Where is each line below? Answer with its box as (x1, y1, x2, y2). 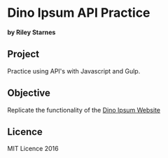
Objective (7, 87, 51, 99)
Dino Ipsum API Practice (7, 5, 150, 21)
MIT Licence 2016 (7, 145, 59, 153)
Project (7, 48, 40, 60)
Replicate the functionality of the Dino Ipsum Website (7, 106, 161, 114)
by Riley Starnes (7, 28, 56, 36)
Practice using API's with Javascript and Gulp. (7, 66, 141, 75)
